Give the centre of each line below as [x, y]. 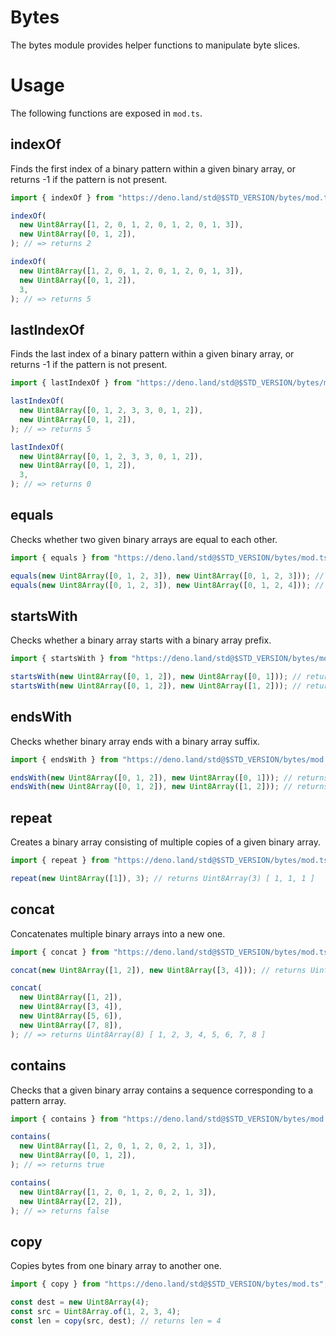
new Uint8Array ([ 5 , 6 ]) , [71, 1016]
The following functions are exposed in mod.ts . [106, 113]
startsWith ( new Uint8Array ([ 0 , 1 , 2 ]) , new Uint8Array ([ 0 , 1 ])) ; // [156, 677]
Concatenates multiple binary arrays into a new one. [118, 933]
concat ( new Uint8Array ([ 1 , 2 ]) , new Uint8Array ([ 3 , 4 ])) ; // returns [158, 970]
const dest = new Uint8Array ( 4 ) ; [80, 1302]
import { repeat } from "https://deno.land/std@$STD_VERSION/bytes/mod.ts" [171, 861]
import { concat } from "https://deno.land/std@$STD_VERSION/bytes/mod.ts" [171, 952]
